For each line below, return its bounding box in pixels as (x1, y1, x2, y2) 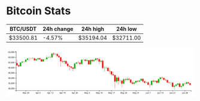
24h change (43, 26, 74, 33)
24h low (116, 26, 137, 33)
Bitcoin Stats (6, 4, 71, 18)
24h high (81, 26, 105, 33)
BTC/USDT (10, 26, 37, 33)
